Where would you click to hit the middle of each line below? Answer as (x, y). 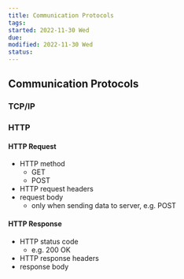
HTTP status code (49, 241)
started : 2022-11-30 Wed (49, 30)
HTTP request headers (57, 189)
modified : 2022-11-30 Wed (50, 45)
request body (41, 197)
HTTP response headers (59, 258)
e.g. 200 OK (51, 250)
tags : (17, 23)
